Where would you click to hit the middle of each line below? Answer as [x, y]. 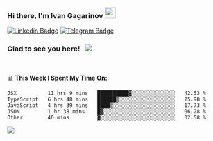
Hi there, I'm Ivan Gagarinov [55, 15]
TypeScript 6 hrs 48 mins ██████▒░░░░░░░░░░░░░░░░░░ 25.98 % [107, 99]
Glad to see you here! [44, 49]
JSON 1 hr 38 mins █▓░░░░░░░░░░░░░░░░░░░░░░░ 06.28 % [107, 111]
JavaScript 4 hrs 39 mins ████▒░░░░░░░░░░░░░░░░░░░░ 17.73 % [107, 105]
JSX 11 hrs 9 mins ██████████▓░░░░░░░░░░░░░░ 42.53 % [107, 93]
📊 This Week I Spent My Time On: [57, 78]
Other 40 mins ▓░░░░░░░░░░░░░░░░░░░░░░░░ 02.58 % [107, 117]
